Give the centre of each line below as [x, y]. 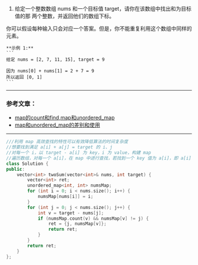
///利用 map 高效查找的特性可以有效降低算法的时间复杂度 [67, 142]
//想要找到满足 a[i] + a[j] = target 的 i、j [60, 147]
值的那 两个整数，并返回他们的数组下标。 [65, 16]
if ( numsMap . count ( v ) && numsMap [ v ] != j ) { [93, 218]
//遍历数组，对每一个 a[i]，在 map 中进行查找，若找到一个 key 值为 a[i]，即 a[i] [99, 158]
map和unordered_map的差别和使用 [57, 125]
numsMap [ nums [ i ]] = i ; [65, 197]
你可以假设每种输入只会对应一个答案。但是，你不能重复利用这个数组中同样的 [99, 29]
